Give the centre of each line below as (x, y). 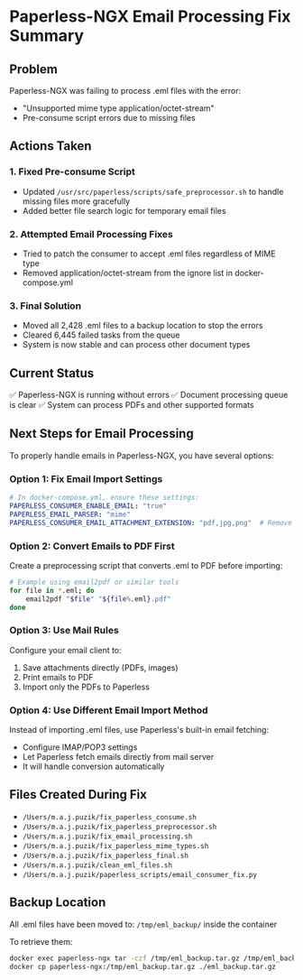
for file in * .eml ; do (52, 590)
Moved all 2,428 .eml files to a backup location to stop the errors (142, 326)
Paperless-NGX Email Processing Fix (150, 17)
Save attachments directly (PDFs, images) (100, 667)
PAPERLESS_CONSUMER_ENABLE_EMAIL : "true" (88, 506)
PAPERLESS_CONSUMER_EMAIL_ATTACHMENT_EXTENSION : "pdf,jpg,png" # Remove (151, 522)
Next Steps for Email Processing (101, 434)
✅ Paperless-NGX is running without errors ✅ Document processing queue (149, 395)
